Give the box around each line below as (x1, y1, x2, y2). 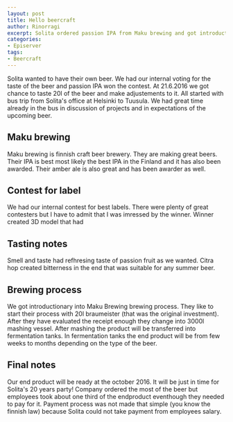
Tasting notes (7, 237, 68, 250)
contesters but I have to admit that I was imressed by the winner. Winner (7, 210, 214, 219)
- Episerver (7, 42, 42, 49)
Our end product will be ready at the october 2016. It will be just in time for (7, 378, 220, 386)
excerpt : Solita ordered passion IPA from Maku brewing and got (7, 29, 197, 37)
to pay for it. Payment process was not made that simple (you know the (7, 400, 211, 408)
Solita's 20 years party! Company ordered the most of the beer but (7, 385, 198, 393)
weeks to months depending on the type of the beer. (7, 339, 157, 347)
